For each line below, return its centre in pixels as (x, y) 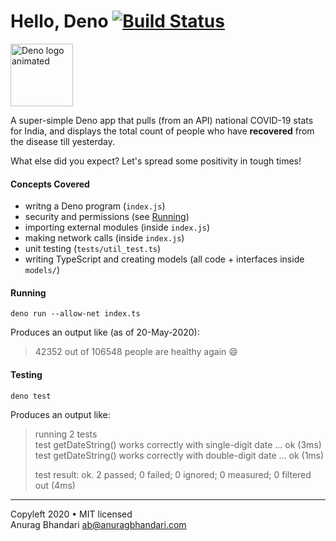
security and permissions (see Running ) (107, 217)
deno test (31, 396)
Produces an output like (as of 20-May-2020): (105, 332)
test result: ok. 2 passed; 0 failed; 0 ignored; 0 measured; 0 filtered (173, 474)
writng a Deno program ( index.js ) (95, 206)
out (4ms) (55, 485)
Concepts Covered (50, 184)
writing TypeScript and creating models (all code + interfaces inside (164, 259)
